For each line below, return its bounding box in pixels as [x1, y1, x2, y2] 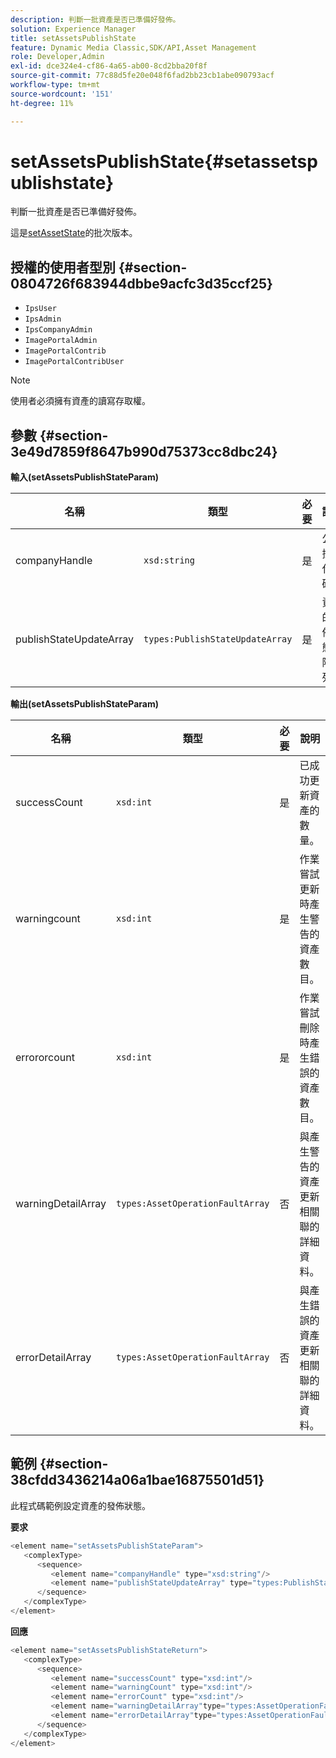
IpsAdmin [24, 314, 62, 325]
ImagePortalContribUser [24, 357, 125, 367]
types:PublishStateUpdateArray [143, 634, 293, 645]
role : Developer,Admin [10, 52, 105, 62]
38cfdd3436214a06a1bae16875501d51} [10, 1472, 265, 1489]
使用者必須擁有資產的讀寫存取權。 [10, 395, 151, 407]
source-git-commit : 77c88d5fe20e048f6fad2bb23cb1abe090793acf [10, 71, 275, 81]
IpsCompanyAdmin [24, 325, 93, 335]
